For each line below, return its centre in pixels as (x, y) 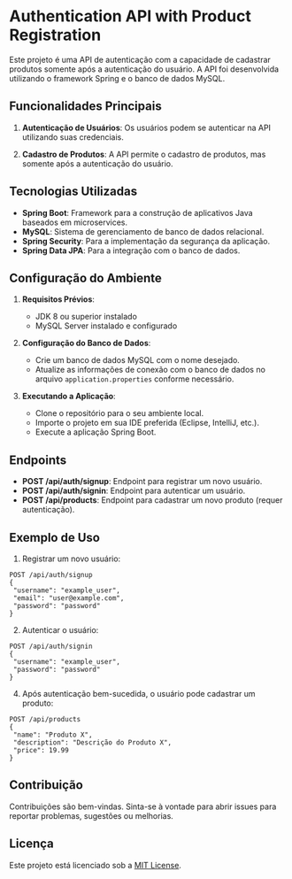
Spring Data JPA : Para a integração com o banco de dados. (131, 251)
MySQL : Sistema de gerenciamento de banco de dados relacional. (143, 231)
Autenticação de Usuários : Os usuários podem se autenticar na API (146, 127)
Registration (55, 35)
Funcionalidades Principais (85, 107)
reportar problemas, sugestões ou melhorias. (92, 815)
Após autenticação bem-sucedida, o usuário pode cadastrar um (138, 694)
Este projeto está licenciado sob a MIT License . (95, 865)
